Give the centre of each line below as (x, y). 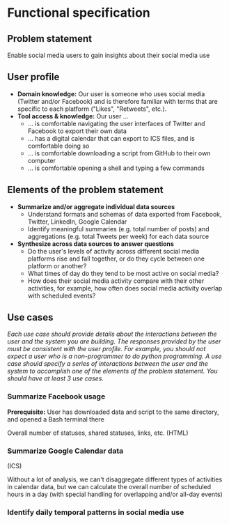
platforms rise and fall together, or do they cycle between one (116, 259)
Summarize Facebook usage (56, 396)
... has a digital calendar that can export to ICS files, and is (111, 138)
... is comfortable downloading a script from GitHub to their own (119, 153)
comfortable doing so (58, 146)
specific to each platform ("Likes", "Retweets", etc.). (92, 109)
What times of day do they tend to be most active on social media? (123, 273)
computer (41, 160)
